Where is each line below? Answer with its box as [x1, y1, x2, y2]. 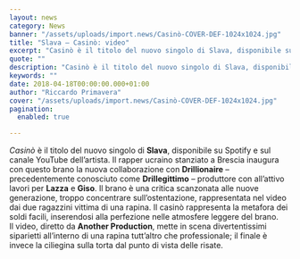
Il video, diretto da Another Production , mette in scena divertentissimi [9, 221, 267, 232]
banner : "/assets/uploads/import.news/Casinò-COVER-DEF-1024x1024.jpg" [9, 29, 281, 38]
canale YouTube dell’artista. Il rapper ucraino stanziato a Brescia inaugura [9, 155, 279, 165]
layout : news [9, 13, 58, 22]
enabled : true [17, 113, 70, 121]
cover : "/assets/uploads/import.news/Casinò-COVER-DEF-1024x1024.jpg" [9, 96, 278, 105]
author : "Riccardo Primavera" [9, 88, 122, 96]
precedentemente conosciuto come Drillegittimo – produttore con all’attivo [9, 173, 285, 184]
